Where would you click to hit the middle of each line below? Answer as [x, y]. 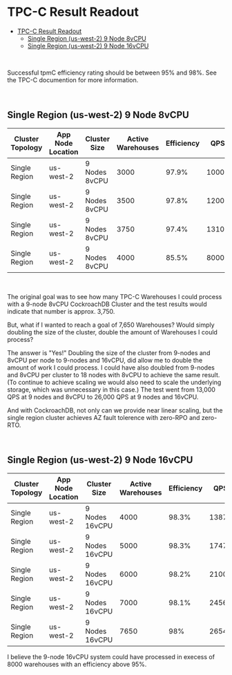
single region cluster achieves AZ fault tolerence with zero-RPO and [104, 417]
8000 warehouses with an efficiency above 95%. [77, 664]
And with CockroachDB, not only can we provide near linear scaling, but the [115, 410]
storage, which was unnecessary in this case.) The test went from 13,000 [112, 389]
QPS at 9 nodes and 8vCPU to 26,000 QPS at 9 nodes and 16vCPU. [103, 397]
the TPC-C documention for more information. [73, 79]
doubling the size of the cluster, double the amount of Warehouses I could [112, 332]
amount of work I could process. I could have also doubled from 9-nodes [111, 368]
